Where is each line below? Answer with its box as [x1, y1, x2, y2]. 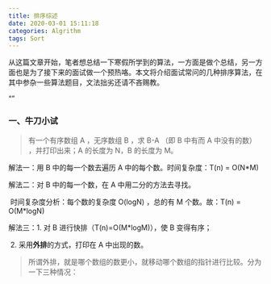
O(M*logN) [8, 206, 45, 215]
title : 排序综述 [8, 11, 58, 20]
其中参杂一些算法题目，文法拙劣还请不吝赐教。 [8, 77, 164, 87]
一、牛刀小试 [8, 115, 59, 127]
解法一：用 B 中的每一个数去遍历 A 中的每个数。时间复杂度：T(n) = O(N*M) [8, 162, 260, 172]
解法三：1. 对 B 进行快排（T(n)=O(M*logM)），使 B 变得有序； [8, 223, 212, 232]
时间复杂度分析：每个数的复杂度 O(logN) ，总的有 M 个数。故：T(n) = [10, 197, 241, 207]
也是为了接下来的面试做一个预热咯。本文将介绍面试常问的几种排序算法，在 [15, 68, 263, 77]
